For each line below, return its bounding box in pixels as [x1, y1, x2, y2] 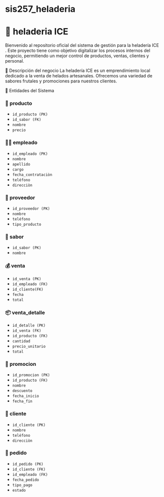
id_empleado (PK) [12, 151, 48, 156]
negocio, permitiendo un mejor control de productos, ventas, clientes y [5, 53, 149, 59]
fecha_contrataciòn [12, 172, 53, 177]
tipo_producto [12, 222, 41, 227]
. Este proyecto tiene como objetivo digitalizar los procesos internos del [5, 48, 150, 54]
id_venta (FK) [12, 328, 41, 333]
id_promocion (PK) [12, 373, 50, 378]
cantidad [12, 339, 31, 344]
